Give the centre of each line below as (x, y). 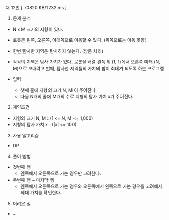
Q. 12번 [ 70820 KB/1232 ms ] (36, 7)
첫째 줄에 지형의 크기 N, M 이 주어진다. (58, 90)
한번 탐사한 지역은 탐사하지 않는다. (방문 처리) (58, 51)
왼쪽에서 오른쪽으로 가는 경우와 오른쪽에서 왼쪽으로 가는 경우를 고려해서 (91, 186)
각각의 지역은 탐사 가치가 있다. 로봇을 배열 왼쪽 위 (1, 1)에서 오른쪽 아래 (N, (86, 62)
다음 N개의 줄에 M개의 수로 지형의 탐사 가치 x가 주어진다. (77, 96)
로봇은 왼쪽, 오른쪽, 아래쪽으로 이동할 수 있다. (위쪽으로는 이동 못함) (80, 40)
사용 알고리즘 (26, 135)
